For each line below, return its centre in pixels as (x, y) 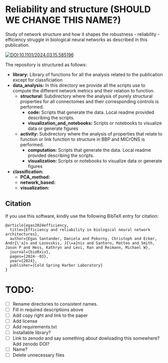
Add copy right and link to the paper (50, 315)
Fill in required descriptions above (48, 309)
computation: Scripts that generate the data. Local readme (89, 150)
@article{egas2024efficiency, (37, 225)
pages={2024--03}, (29, 256)
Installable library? (32, 333)
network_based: (38, 182)
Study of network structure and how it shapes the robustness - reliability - (82, 34)
